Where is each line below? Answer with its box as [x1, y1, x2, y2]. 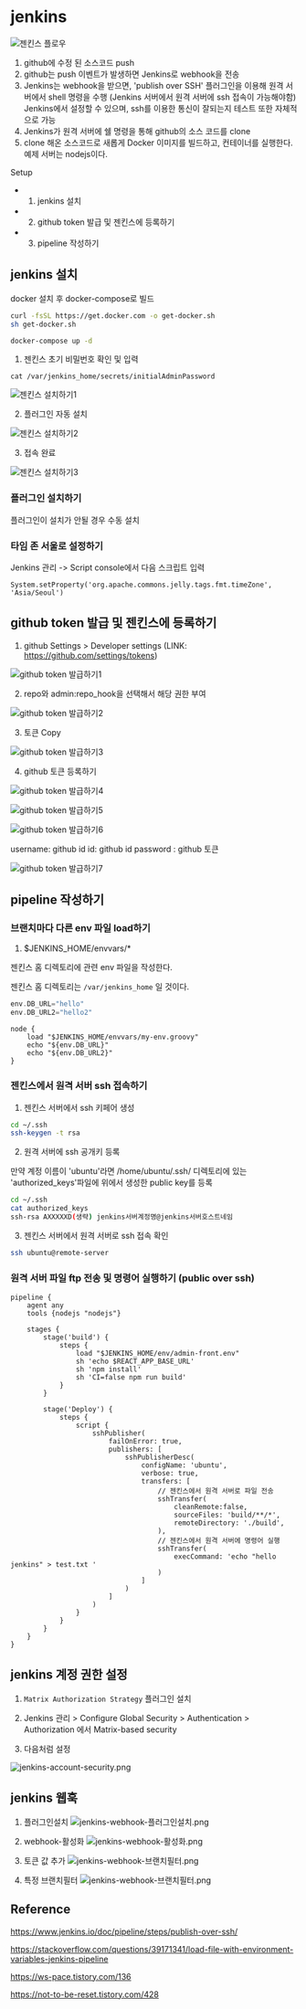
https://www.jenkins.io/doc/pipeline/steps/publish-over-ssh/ [10, 1926, 238, 1937]
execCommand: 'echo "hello [174, 1552, 277, 1561]
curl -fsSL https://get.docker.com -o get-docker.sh [10, 311, 216, 321]
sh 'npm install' [75, 1365, 142, 1374]
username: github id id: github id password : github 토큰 [10, 843, 219, 854]
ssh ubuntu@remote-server [10, 1248, 109, 1257]
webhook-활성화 [23, 1835, 85, 1846]
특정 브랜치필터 [23, 1875, 79, 1886]
